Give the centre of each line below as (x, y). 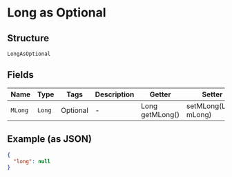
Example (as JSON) (49, 139)
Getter (160, 94)
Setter (212, 94)
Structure (28, 38)
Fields (21, 75)
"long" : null (32, 161)
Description (115, 94)
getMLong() (161, 114)
